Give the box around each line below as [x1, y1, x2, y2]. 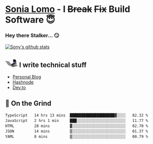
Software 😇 [5, 14, 55, 25]
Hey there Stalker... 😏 [5, 32, 60, 39]
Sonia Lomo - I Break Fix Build [5, 3, 131, 15]
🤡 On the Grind [5, 99, 51, 107]
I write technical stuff [19, 60, 87, 69]
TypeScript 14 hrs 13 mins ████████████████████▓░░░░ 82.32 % [5, 113, 149, 118]
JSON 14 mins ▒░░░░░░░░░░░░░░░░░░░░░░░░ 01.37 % [5, 128, 149, 133]
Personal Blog [12, 74, 41, 80]
